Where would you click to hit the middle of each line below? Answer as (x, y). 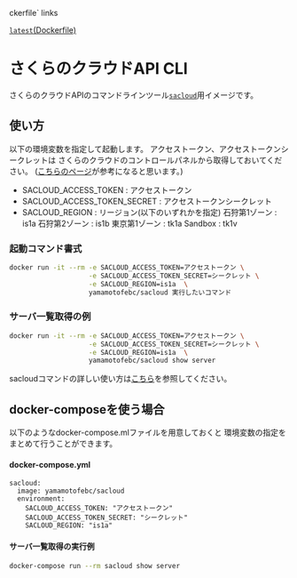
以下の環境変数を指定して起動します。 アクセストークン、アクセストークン (145, 149)
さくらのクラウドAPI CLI (98, 69)
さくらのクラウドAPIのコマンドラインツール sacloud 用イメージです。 (134, 95)
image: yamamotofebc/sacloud (71, 491)
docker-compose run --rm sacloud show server (94, 566)
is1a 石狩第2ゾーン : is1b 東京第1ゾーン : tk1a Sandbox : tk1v (129, 223)
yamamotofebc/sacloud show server (152, 361)
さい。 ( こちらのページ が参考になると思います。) (96, 171)
